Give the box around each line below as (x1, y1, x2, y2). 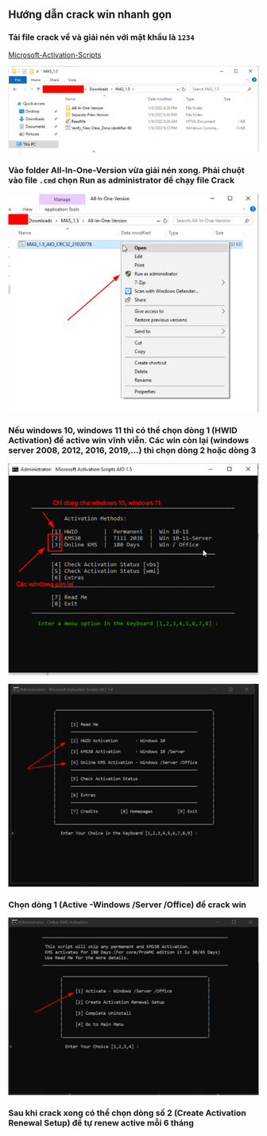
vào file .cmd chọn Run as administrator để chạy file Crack (8, 175, 235, 186)
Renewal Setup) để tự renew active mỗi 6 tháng (8, 1118, 195, 1129)
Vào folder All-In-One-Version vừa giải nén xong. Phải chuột (8, 165, 245, 176)
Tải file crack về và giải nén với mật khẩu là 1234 (8, 32, 195, 43)
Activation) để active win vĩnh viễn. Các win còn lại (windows (8, 434, 250, 446)
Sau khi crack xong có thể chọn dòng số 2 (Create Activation (8, 1107, 246, 1118)
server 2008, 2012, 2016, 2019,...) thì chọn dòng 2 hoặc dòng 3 (8, 444, 257, 455)
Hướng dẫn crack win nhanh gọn (8, 8, 172, 22)
